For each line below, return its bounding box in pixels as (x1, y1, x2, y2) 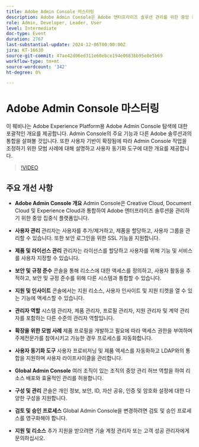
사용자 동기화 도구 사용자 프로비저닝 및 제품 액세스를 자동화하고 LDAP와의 (14, 347, 185, 354)
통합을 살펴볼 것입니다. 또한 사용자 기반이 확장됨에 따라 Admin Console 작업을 (6, 138, 187, 145)
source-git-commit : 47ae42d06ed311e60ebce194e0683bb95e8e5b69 (6, 53, 163, 59)
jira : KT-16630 (6, 47, 44, 53)
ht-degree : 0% (6, 69, 41, 75)
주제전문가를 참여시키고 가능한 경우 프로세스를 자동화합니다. (14, 334, 153, 341)
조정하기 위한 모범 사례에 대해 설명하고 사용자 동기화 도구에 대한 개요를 (6, 145, 169, 152)
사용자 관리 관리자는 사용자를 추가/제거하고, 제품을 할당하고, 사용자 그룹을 (14, 227, 184, 234)
